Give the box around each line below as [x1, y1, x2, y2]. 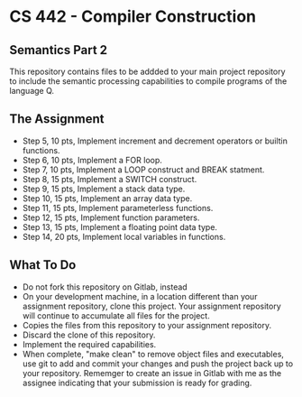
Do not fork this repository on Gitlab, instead [22, 282, 188, 292]
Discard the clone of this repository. [22, 329, 156, 340]
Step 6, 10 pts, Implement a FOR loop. [22, 154, 162, 165]
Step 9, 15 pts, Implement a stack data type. [22, 183, 186, 194]
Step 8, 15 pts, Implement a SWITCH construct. [22, 173, 197, 184]
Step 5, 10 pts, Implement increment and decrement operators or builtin [22, 135, 288, 146]
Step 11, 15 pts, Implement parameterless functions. [22, 202, 214, 213]
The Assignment [9, 111, 105, 127]
